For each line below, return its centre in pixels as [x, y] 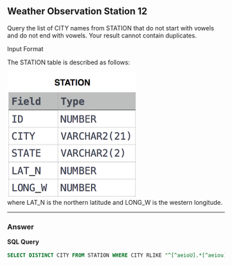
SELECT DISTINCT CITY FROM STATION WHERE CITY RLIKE [85, 255]
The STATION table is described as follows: [69, 62]
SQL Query [23, 242]
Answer [21, 226]
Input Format [25, 48]
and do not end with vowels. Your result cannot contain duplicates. [102, 35]
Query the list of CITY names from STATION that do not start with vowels [111, 28]
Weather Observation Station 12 [77, 11]
